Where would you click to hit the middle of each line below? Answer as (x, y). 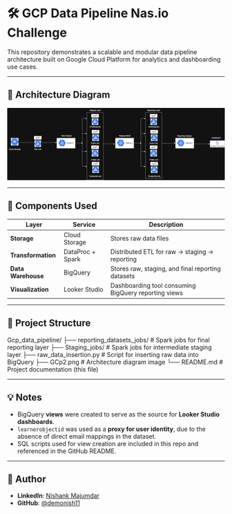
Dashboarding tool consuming (153, 286)
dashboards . (36, 421)
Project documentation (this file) (53, 369)
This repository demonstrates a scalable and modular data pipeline (102, 52)
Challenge (37, 33)
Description (166, 225)
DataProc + (80, 251)
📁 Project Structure (49, 323)
